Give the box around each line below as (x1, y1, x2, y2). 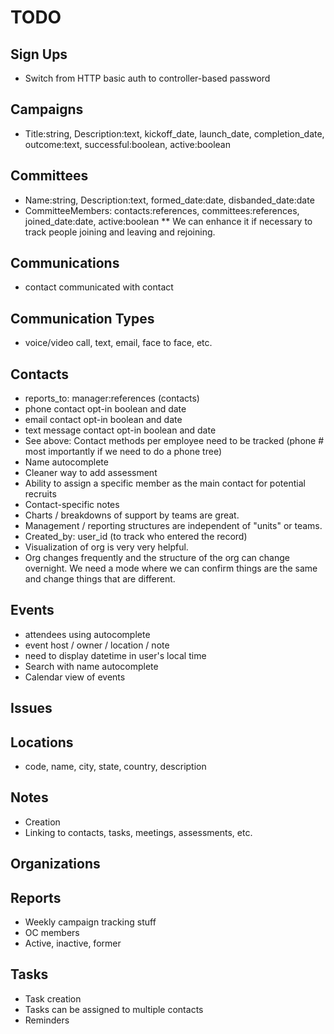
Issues (10, 700, 53, 717)
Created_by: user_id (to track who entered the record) (24, 531, 248, 543)
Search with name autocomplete (24, 660, 159, 672)
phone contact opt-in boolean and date (24, 403, 187, 415)
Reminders (24, 1014, 70, 1026)
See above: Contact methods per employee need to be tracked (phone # (24, 435, 325, 447)
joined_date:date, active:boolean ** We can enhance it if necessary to (24, 215, 313, 227)
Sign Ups (10, 46, 68, 63)
